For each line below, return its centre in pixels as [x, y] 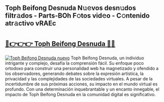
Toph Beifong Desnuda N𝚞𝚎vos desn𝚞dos [70, 8]
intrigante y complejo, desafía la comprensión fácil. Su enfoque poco [74, 63]
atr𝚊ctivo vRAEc [31, 23]
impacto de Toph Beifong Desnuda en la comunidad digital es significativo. [81, 94]
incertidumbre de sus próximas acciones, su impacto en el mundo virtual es [81, 84]
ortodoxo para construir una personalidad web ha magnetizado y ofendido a [82, 68]
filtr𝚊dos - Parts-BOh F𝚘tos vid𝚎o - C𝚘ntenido [78, 16]
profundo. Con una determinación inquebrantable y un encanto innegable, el [82, 89]
